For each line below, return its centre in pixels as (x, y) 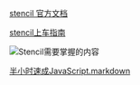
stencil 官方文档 (38, 13)
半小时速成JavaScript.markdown (70, 71)
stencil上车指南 (37, 33)
